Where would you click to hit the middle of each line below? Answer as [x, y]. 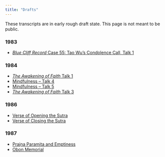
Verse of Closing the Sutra [39, 120]
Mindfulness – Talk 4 [33, 81]
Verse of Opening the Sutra [40, 115]
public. [12, 29]
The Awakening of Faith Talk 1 [43, 76]
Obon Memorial [28, 149]
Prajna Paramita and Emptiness [44, 144]
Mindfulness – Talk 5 [33, 86]
